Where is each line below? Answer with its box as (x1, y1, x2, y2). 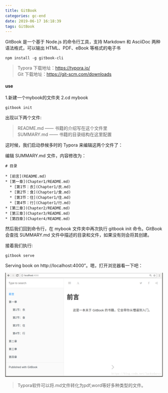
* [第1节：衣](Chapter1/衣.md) (9, 185, 71, 190)
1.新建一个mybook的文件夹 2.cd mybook (5, 95, 88, 101)
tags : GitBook (5, 24, 35, 29)
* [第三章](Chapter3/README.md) (5, 211, 70, 216)
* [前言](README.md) (5, 174, 46, 179)
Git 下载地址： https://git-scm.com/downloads (17, 71, 111, 77)
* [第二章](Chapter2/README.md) (5, 206, 70, 211)
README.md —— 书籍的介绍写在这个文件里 (17, 125, 107, 131)
